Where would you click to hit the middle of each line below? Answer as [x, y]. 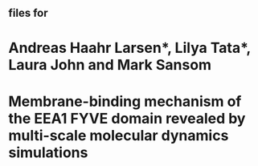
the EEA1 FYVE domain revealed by [127, 118]
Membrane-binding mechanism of [125, 101]
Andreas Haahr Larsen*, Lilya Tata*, [130, 48]
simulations [48, 152]
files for [28, 13]
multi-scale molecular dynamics [119, 135]
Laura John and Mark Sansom [110, 65]
